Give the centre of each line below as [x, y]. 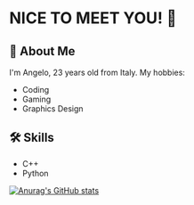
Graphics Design [53, 109]
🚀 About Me [42, 51]
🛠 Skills [32, 138]
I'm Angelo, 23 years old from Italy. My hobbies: [97, 72]
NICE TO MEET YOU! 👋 [93, 18]
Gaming [36, 99]
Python [35, 173]
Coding [36, 90]
